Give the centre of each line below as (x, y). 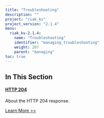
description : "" (22, 15)
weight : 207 (26, 47)
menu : (11, 29)
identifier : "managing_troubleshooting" (57, 43)
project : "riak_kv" (25, 19)
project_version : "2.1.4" (32, 24)
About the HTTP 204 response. (37, 100)
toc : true (15, 56)
